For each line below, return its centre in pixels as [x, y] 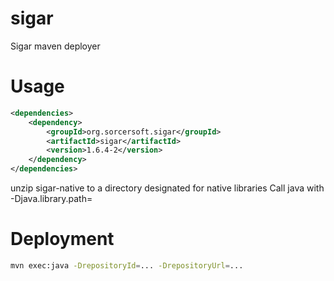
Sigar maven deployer [55, 46]
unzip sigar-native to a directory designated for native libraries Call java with [167, 188]
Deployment [62, 239]
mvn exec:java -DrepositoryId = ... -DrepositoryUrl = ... [127, 265]
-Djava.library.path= [51, 198]
